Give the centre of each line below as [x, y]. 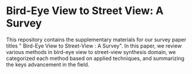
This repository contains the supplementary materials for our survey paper [96, 39]
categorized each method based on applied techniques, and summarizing [95, 58]
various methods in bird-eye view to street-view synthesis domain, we [91, 52]
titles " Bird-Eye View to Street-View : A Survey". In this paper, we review [94, 46]
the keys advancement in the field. [48, 64]
